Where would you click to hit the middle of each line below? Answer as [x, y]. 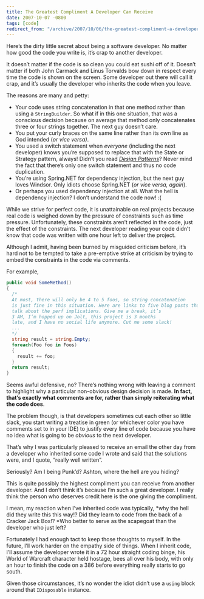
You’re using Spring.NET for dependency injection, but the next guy [100, 178]
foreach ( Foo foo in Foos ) [45, 345]
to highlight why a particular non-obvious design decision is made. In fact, [99, 391]
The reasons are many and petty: [48, 95]
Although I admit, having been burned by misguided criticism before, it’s [96, 247]
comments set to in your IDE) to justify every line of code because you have [101, 429]
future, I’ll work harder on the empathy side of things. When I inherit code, [99, 546]
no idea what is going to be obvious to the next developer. [79, 436]
